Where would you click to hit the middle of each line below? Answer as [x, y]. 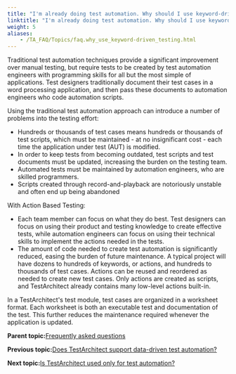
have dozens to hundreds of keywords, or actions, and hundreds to [114, 264]
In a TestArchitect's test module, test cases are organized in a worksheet [113, 300]
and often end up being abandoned [68, 192]
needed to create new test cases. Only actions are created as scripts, [118, 279]
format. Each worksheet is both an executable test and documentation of [113, 307]
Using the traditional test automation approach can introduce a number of [114, 111]
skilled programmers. [48, 177]
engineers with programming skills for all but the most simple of [99, 75]
